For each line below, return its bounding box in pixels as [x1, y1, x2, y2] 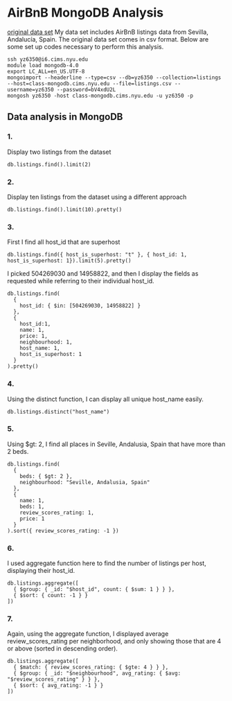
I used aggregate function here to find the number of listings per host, [7, 559, 206, 567]
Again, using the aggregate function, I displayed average [7, 630, 169, 638]
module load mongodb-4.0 [7, 62, 79, 69]
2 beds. [7, 447, 29, 455]
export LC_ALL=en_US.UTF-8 [7, 68, 85, 75]
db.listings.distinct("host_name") [7, 408, 110, 415]
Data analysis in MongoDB [7, 111, 123, 123]
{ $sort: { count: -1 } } [13, 592, 89, 599]
